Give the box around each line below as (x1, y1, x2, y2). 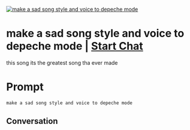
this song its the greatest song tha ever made (6, 59, 118, 66)
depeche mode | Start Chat (6, 40, 144, 53)
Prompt (6, 80, 44, 94)
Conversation (6, 116, 58, 126)
